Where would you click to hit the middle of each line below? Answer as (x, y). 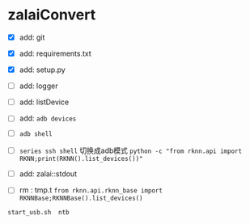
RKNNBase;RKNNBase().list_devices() (81, 199)
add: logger (38, 86)
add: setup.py (42, 70)
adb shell (36, 134)
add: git (32, 37)
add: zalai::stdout (48, 174)
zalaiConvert (52, 15)
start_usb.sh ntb (38, 213)
